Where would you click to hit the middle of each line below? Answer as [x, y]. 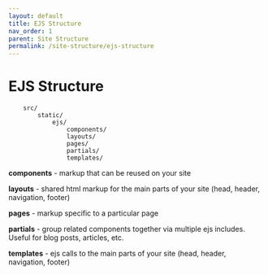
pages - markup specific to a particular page [84, 213]
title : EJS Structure [45, 24]
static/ [50, 116]
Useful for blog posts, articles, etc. [66, 238]
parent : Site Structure [49, 39]
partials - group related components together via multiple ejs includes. [127, 229]
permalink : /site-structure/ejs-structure [81, 46]
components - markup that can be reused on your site [100, 173]
